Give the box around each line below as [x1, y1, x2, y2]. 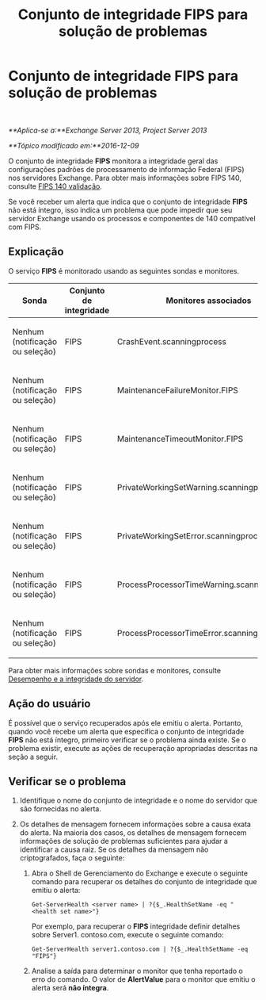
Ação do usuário [8, 697, 91, 711]
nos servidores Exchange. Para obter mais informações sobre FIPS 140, [8, 173, 242, 182]
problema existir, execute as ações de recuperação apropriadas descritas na [8, 743, 258, 753]
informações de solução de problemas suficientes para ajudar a [19, 837, 228, 846]
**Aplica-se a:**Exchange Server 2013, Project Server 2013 [8, 125, 207, 135]
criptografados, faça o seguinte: [19, 853, 125, 863]
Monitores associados [165, 295, 252, 306]
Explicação [8, 245, 64, 259]
